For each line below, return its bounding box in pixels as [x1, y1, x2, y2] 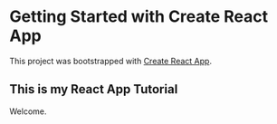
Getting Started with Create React [9, 6, 269, 27]
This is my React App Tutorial [9, 81, 178, 97]
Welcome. [9, 106, 47, 117]
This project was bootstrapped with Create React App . [9, 55, 213, 66]
